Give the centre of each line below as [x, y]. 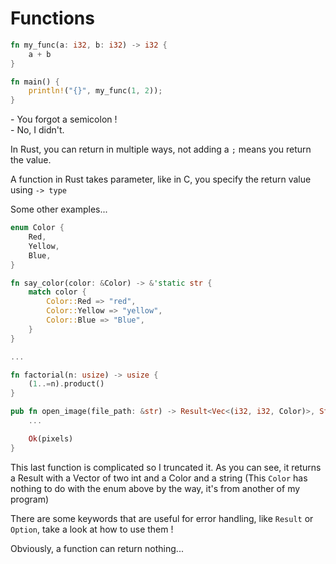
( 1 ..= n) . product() [66, 384]
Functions [52, 18]
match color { [57, 292]
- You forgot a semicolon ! [64, 119]
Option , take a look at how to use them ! [92, 529]
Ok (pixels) [51, 438]
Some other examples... [59, 209]
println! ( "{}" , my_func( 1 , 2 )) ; [95, 91]
